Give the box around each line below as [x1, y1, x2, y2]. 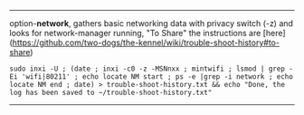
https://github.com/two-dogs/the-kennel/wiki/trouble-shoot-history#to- [12, 37, 280, 48]
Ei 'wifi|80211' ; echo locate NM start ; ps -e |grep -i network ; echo [9, 72, 294, 81]
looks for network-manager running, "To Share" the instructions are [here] [9, 28, 287, 38]
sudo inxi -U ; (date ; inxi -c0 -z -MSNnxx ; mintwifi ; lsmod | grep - [9, 64, 294, 73]
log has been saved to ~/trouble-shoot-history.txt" [9, 88, 213, 97]
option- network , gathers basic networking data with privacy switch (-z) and [9, 18, 294, 28]
